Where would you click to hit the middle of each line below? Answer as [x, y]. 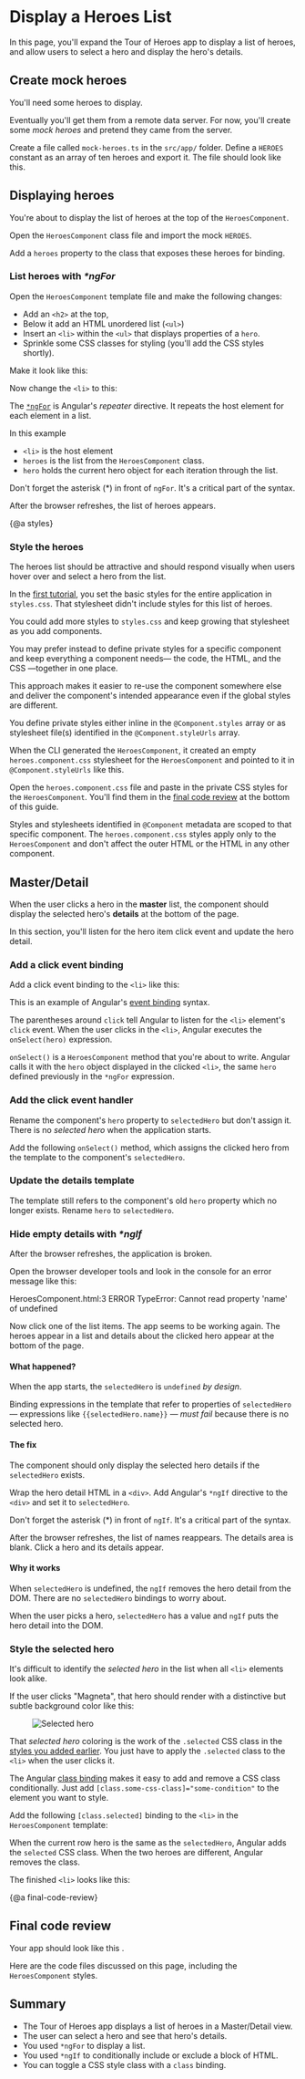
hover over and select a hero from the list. [88, 577]
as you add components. [56, 631]
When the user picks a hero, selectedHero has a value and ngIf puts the [144, 1616]
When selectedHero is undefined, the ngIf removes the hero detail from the [150, 1588]
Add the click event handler [71, 1100]
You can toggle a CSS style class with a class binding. [124, 2064]
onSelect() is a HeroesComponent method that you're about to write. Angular [150, 1057]
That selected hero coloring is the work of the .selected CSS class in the [146, 1741]
